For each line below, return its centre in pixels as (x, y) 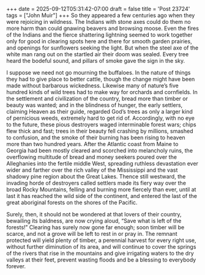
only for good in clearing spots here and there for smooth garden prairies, (99, 41)
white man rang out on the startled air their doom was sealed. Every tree (98, 54)
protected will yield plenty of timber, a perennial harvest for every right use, (102, 240)
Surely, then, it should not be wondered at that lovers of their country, (94, 214)
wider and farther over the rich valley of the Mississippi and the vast (92, 170)
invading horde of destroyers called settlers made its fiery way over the (96, 183)
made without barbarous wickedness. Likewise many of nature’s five (93, 86)
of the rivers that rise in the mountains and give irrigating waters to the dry (100, 253)
